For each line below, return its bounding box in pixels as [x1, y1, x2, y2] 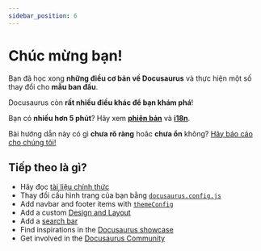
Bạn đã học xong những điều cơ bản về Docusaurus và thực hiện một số [8, 73, 252, 83]
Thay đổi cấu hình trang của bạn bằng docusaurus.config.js [19, 190, 222, 200]
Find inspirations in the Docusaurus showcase [19, 225, 174, 235]
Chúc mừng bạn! [8, 46, 123, 65]
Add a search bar [19, 216, 78, 226]
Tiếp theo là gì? [8, 161, 87, 174]
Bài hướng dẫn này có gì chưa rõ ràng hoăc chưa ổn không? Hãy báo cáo [8, 128, 253, 138]
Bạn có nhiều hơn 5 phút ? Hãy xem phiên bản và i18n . [8, 113, 191, 123]
